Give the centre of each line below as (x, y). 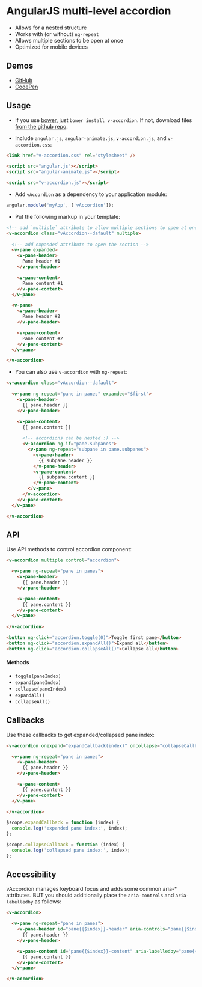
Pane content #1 (42, 283)
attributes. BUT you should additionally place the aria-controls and (90, 895)
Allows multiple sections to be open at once (69, 40)
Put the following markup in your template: (67, 216)
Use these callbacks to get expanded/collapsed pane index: (80, 735)
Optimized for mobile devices (51, 47)
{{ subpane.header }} (66, 460)
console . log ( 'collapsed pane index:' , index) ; (71, 850)
